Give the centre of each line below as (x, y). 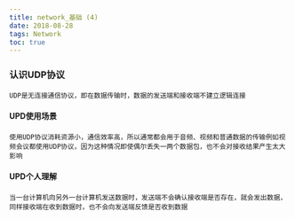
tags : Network (36, 34)
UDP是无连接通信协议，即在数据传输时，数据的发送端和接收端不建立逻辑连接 (128, 95)
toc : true (28, 42)
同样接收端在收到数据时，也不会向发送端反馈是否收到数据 (99, 207)
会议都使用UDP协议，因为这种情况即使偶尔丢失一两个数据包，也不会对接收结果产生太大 (151, 146)
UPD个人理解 (33, 176)
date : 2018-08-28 (41, 26)
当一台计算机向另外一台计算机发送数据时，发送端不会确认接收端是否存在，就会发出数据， (148, 197)
